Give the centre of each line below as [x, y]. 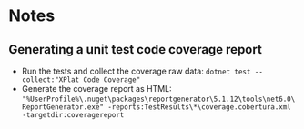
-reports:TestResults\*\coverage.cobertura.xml [200, 107]
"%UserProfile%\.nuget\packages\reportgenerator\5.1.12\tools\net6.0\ [158, 99]
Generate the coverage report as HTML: [96, 89]
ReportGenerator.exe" [62, 107]
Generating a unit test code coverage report [136, 50]
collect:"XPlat [51, 80]
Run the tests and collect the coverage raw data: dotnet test [136, 71]
